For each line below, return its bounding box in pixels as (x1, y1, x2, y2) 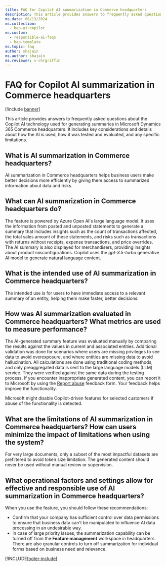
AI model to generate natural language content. (5, 255, 101, 261)
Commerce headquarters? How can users (5, 422, 137, 431)
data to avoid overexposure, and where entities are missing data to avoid (5, 354, 153, 360)
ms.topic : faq (5, 44, 35, 49)
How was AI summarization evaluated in (5, 310, 131, 318)
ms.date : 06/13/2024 (5, 16, 48, 21)
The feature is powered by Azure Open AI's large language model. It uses (5, 218, 155, 224)
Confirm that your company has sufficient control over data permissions (12, 514, 159, 520)
